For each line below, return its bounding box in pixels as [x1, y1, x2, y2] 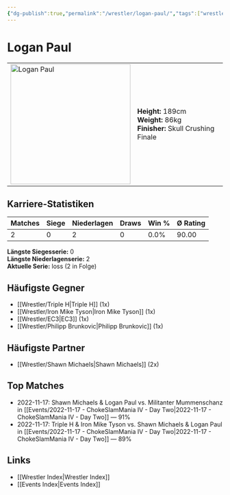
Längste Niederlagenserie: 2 [7, 255, 90, 263]
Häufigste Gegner [7, 282, 85, 293]
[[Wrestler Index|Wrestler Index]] [16, 472, 110, 481]
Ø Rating [177, 219, 206, 228]
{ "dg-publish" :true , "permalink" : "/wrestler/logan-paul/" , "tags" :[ [7, 10, 201, 17]
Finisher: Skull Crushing [137, 123, 215, 133]
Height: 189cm [137, 106, 187, 116]
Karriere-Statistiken [7, 198, 94, 210]
